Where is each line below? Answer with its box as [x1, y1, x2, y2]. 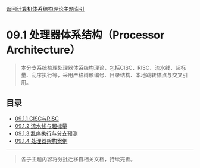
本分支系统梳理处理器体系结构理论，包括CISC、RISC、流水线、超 [20, 64, 181, 71]
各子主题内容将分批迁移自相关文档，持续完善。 [20, 155, 136, 163]
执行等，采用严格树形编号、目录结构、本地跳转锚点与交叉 [41, 71, 183, 79]
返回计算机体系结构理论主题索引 [6, 5, 85, 12]
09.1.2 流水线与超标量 [14, 122, 67, 129]
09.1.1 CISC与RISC [14, 115, 60, 122]
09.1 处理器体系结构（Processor [6, 29, 165, 42]
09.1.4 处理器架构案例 [14, 137, 68, 144]
